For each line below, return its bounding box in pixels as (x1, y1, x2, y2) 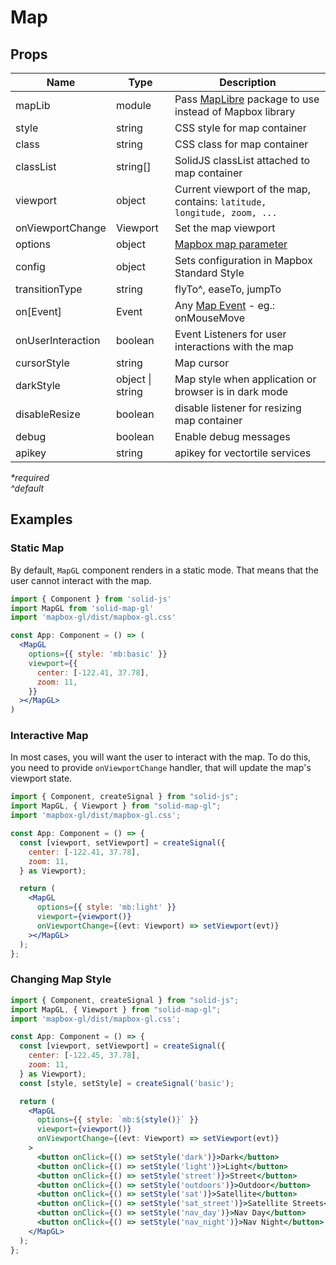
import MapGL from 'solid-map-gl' (10, 603, 155, 613)
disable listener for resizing (174, 401, 302, 415)
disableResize (15, 407, 81, 421)
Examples (10, 511, 73, 528)
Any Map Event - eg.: (174, 299, 276, 312)
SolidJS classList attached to (174, 154, 311, 167)
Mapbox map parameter (174, 237, 288, 251)
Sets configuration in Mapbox (174, 254, 313, 267)
